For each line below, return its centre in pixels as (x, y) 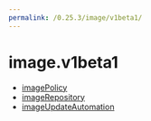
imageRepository (53, 97)
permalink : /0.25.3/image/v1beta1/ (75, 18)
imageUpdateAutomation (68, 107)
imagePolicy (44, 88)
